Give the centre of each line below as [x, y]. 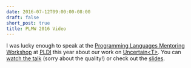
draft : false [23, 17]
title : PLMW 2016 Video [36, 29]
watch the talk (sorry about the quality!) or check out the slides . [86, 58]
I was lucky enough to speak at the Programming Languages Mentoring [95, 46]
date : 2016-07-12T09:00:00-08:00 [49, 12]
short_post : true [28, 23]
